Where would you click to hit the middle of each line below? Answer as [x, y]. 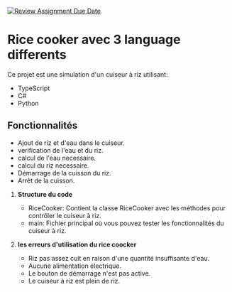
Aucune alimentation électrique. [75, 266]
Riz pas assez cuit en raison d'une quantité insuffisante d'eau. [119, 258]
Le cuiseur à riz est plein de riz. [74, 281]
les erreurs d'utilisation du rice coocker [77, 244]
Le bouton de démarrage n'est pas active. [89, 273]
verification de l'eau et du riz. [60, 150]
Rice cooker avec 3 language [94, 40]
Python [28, 103]
